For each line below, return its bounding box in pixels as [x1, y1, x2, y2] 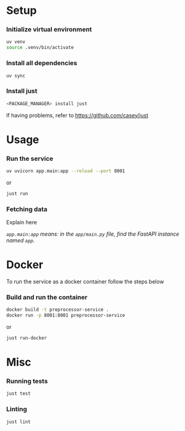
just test [6, 390, 31, 397]
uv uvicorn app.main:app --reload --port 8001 [6, 168, 125, 174]
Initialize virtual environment [6, 25, 92, 34]
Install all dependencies [6, 59, 77, 67]
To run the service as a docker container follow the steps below [6, 278, 165, 285]
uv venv [6, 39, 26, 45]
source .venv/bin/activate [6, 45, 74, 51]
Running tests [6, 377, 48, 386]
